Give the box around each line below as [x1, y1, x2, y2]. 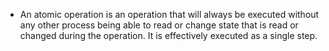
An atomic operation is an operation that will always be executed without [19, 9, 320, 20]
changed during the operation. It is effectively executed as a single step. [19, 30, 318, 41]
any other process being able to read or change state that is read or [19, 19, 299, 31]
